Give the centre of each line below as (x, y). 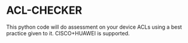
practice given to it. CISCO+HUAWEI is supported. (68, 33)
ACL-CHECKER (44, 10)
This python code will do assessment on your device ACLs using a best (94, 27)
